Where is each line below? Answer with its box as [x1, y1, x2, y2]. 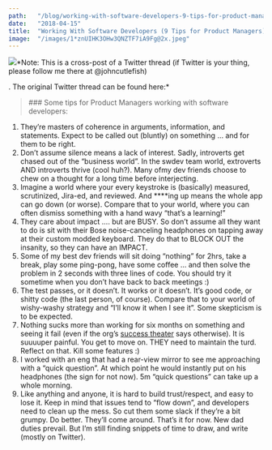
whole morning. [19, 380, 73, 390]
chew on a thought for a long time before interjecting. [19, 174, 198, 183]
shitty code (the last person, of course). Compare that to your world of [19, 294, 255, 304]
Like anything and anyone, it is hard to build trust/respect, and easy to [19, 389, 253, 399]
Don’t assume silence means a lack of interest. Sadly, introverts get [19, 148, 245, 158]
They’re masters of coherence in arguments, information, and [19, 122, 225, 132]
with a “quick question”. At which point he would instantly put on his [19, 363, 247, 373]
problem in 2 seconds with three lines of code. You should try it [19, 268, 232, 278]
